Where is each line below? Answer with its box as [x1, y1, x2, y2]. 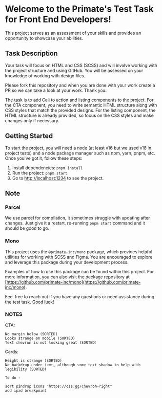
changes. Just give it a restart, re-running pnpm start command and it [5, 220, 145, 226]
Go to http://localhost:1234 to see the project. [12, 175, 104, 181]
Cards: [5, 349, 19, 354]
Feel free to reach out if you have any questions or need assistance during [5, 293, 155, 299]
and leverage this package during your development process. [5, 259, 129, 265]
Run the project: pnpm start [12, 170, 67, 176]
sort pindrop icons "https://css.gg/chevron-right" [5, 384, 112, 389]
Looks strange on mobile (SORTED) [5, 336, 76, 341]
